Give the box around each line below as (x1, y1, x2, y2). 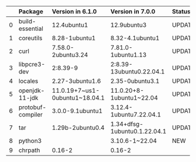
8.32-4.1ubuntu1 (110, 34, 160, 42)
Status (171, 8, 191, 15)
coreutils (18, 34, 43, 42)
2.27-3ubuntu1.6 (51, 77, 101, 85)
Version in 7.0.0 (110, 8, 156, 15)
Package (18, 8, 44, 15)
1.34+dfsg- (110, 120, 144, 128)
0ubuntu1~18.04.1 (51, 94, 105, 101)
